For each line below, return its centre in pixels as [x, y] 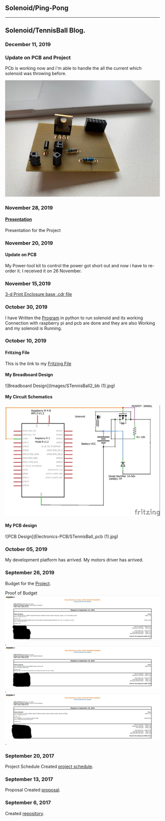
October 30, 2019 [26, 307]
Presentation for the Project [33, 230]
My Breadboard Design [29, 375]
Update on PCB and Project [38, 57]
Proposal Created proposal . [33, 790]
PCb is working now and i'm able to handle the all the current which [73, 68]
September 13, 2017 [29, 779]
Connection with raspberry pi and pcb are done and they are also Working [80, 323]
